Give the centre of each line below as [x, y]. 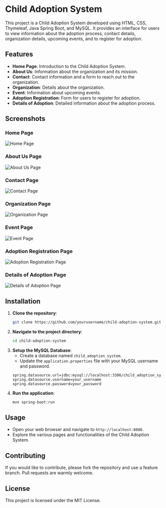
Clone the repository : [35, 313]
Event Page [19, 228]
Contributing [25, 456]
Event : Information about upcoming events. [57, 92]
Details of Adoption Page [36, 275]
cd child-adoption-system [39, 341]
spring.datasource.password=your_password [57, 384]
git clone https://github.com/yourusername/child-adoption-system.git [87, 322]
